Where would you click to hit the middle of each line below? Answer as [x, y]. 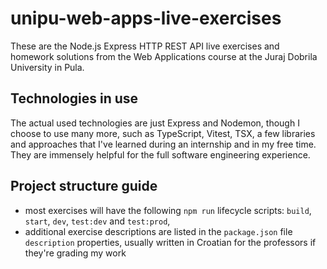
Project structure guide [84, 186]
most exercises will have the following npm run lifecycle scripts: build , [168, 210]
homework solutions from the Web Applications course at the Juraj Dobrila [164, 56]
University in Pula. [47, 67]
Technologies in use [74, 98]
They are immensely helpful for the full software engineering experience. [160, 154]
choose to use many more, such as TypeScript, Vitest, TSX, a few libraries [163, 133]
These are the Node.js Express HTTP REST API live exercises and [145, 46]
